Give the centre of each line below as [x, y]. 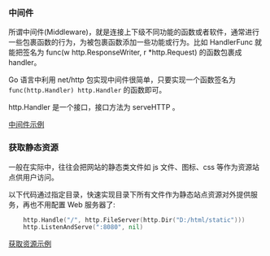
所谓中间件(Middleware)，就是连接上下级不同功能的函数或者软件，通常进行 [134, 32]
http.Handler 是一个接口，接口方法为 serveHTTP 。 [94, 107]
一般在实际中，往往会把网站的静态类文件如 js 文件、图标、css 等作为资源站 [134, 167]
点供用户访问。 [33, 177]
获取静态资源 [34, 148]
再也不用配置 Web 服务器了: [69, 204]
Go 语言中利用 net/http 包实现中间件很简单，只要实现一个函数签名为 [122, 80]
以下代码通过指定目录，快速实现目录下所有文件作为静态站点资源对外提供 [129, 194]
